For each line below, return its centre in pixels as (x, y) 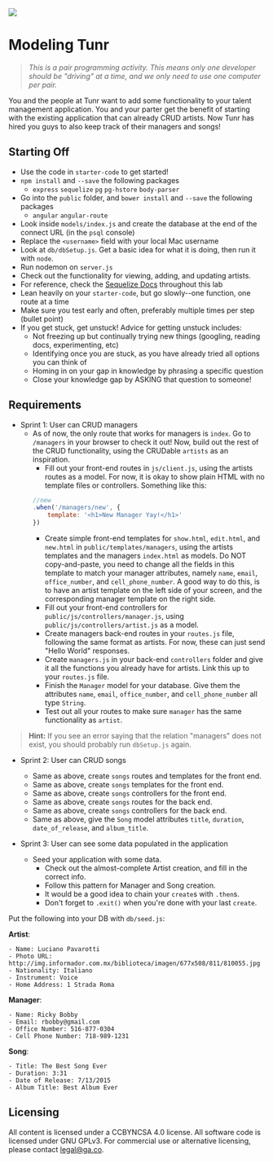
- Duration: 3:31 (38, 1074)
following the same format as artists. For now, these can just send (155, 642)
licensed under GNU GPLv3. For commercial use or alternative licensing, (130, 1141)
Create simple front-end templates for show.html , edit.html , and (152, 538)
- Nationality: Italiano (51, 971)
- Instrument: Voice (44, 978)
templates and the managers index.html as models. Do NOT (145, 556)
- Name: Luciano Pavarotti (54, 949)
